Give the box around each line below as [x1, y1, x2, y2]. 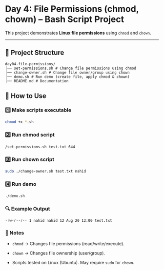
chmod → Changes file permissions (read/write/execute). [12, 240, 124, 247]
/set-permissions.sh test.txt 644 [5, 144, 76, 149]
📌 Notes [5, 230, 24, 236]
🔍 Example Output [5, 205, 50, 212]
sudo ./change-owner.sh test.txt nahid [5, 169, 86, 174]
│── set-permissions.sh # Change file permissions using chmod [5, 66, 137, 71]
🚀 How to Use [5, 92, 46, 100]
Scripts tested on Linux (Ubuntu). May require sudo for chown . [12, 259, 135, 265]
